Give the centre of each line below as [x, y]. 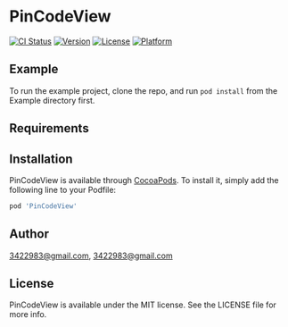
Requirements [49, 128]
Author [29, 234]
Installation [41, 159]
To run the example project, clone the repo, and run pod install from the [144, 90]
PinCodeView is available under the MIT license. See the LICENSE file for [143, 305]
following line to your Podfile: [63, 189]
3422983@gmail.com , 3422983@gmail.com [91, 256]
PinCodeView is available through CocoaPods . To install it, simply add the [144, 180]
